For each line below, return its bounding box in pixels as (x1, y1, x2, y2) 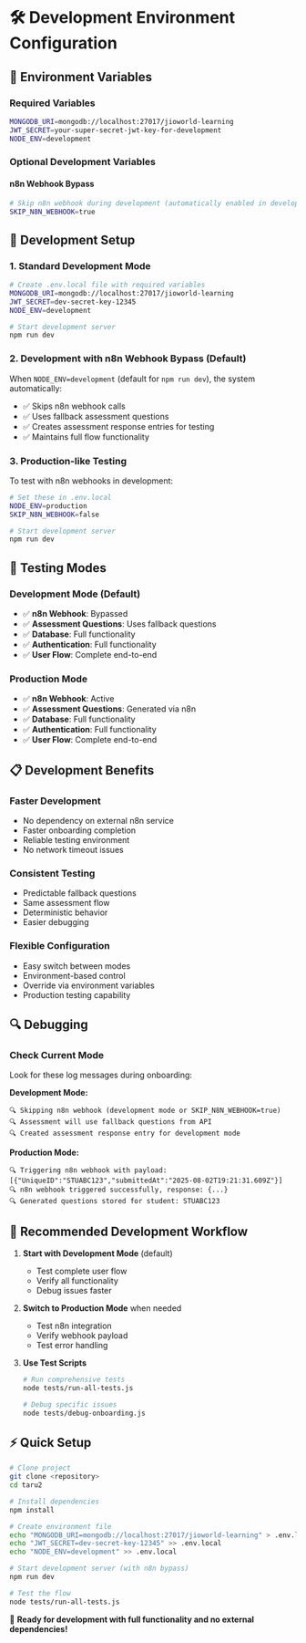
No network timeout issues (22, 844, 125, 855)
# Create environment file (9, 1522, 112, 1531)
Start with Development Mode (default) (22, 1248, 173, 1259)
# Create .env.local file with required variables (9, 280, 206, 290)
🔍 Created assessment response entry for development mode (9, 1128, 241, 1139)
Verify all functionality (36, 1275, 118, 1286)
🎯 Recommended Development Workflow (9, 1223, 249, 1239)
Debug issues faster (36, 1285, 112, 1296)
